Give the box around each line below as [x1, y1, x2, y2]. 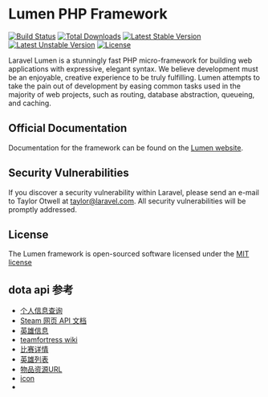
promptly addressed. [8, 204, 78, 214]
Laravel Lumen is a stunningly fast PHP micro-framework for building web [8, 55, 253, 65]
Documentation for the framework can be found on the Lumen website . [8, 142, 243, 153]
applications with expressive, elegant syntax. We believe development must [8, 63, 258, 73]
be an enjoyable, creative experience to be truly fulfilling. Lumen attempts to [8, 72, 261, 82]
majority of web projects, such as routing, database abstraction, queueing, [8, 89, 255, 99]
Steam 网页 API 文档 [19, 316, 87, 325]
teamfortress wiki [19, 335, 78, 345]
